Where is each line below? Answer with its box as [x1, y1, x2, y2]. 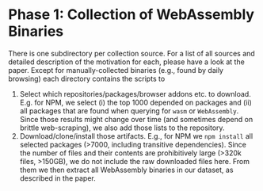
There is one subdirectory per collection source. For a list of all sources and [8, 48, 255, 58]
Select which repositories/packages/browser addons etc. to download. [19, 89, 251, 98]
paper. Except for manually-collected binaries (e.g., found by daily [8, 65, 224, 74]
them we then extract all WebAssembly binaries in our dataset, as [19, 165, 234, 174]
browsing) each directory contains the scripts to [8, 74, 166, 83]
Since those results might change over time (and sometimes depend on [19, 114, 253, 124]
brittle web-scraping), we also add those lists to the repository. [19, 123, 225, 132]
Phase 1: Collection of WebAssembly [8, 6, 255, 24]
